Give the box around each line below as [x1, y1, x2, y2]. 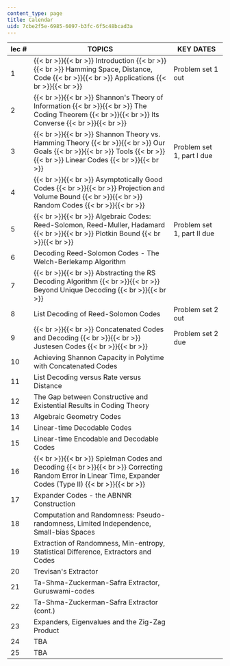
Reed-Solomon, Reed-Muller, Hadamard [33, 220, 166, 230]
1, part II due [173, 229, 215, 238]
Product [33, 626, 60, 635]
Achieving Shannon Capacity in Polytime [33, 353, 164, 363]
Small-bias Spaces [33, 528, 95, 537]
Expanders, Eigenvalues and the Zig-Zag [33, 617, 166, 627]
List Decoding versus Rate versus [33, 372, 142, 382]
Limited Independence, [77, 519, 152, 528]
